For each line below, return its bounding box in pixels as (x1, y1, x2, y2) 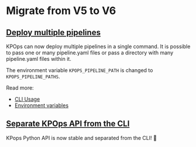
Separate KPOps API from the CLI (6, 119, 130, 129)
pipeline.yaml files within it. (6, 56, 71, 62)
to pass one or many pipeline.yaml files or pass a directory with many (6, 49, 174, 56)
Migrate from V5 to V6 (6, 4, 116, 18)
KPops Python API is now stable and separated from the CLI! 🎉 (6, 134, 157, 141)
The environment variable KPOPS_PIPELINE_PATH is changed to (6, 67, 153, 74)
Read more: (6, 84, 34, 91)
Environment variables (14, 102, 69, 109)
